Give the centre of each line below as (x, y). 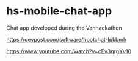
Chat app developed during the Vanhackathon (64, 28)
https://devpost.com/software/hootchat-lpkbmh (67, 39)
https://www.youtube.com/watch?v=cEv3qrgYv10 (69, 51)
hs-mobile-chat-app (59, 11)
